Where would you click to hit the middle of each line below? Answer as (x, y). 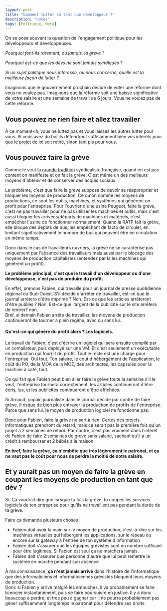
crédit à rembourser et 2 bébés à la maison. (50, 441)
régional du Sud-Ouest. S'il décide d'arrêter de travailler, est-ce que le (77, 293)
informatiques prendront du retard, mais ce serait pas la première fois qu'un (83, 425)
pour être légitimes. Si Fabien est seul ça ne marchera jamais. (76, 551)
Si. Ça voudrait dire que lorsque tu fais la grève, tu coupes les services (78, 499)
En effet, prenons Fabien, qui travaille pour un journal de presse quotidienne (83, 288)
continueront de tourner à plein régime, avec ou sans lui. (63, 320)
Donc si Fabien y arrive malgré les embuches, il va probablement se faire (80, 587)
